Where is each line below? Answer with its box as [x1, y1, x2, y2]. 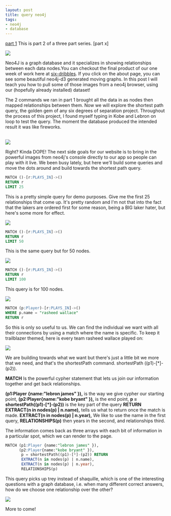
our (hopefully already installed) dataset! [5, 87, 91, 93]
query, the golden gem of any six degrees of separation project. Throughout [5, 108, 165, 114]
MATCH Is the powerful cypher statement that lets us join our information [5, 375, 159, 381]
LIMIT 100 [5, 277, 26, 282]
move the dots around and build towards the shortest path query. [5, 165, 141, 171]
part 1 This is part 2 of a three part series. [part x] [5, 40, 109, 46]
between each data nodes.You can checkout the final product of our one [5, 65, 158, 71]
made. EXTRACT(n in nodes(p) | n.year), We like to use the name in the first [5, 412, 166, 418]
